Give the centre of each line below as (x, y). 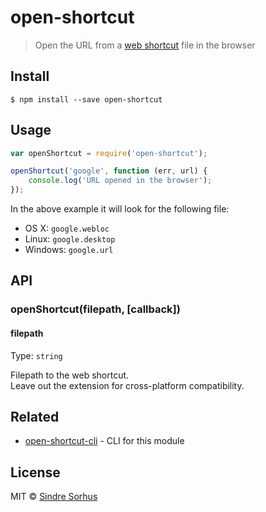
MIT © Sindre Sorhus (54, 497)
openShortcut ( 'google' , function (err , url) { (109, 171)
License (35, 472)
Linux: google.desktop (70, 239)
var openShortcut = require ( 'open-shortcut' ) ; (109, 153)
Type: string (36, 355)
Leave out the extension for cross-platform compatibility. (127, 385)
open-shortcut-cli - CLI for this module (104, 441)
